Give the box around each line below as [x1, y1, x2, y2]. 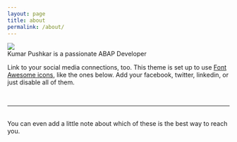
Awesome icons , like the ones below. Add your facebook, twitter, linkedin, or [7, 71, 229, 79]
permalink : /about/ [7, 23, 65, 30]
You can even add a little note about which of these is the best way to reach [7, 120, 228, 128]
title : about [7, 17, 46, 24]
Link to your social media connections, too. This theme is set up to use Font [7, 63, 227, 72]
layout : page [7, 10, 46, 18]
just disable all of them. [7, 78, 75, 86]
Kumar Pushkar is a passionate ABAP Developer [7, 50, 147, 58]
